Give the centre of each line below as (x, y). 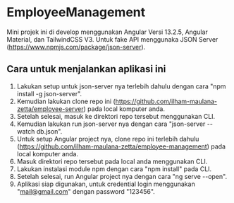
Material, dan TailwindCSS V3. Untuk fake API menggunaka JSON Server (112, 39)
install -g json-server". (49, 93)
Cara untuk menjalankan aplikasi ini (86, 69)
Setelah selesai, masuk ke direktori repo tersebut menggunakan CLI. (116, 116)
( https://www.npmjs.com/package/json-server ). (76, 47)
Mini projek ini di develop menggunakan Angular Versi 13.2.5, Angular (107, 32)
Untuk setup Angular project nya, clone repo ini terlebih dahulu (108, 139)
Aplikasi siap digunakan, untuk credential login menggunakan (106, 184)
